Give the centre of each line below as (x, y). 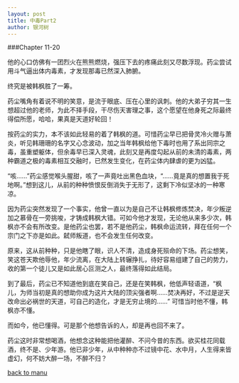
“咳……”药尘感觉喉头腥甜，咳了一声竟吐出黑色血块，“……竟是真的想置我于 (115, 176)
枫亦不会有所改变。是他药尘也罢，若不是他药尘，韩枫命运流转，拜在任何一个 (119, 227)
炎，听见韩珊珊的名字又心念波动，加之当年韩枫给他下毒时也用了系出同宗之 (116, 143)
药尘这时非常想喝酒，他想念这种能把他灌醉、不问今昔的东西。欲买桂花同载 (116, 341)
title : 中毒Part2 (32, 21)
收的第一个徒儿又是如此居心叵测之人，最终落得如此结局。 (91, 268)
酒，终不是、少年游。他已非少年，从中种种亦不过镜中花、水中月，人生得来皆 (119, 350)
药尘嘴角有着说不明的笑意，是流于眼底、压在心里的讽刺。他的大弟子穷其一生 (119, 101)
